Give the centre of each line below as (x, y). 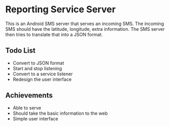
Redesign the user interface (42, 79)
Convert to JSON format (38, 63)
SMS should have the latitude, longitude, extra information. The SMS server (85, 29)
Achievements (29, 96)
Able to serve (27, 108)
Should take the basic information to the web (60, 113)
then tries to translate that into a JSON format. (54, 34)
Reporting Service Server (61, 9)
